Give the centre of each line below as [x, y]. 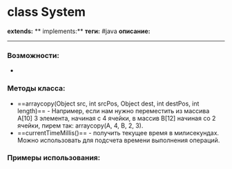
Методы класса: [36, 88]
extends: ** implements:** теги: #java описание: [79, 31]
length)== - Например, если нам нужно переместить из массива [113, 110]
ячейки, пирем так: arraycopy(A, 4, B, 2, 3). [80, 126]
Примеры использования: [54, 158]
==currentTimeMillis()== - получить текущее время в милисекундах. [118, 132]
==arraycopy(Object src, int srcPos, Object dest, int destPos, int [108, 103]
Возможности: [33, 55]
